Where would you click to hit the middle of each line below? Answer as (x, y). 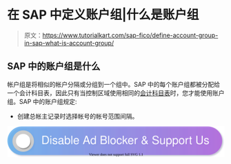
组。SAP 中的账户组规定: (42, 101)
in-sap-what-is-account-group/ (69, 43)
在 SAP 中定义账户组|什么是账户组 (103, 15)
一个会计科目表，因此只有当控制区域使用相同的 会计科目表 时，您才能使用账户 (116, 93)
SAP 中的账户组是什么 (54, 66)
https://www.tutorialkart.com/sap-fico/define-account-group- (130, 35)
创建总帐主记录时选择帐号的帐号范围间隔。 (78, 116)
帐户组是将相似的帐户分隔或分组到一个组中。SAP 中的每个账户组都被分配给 (114, 84)
